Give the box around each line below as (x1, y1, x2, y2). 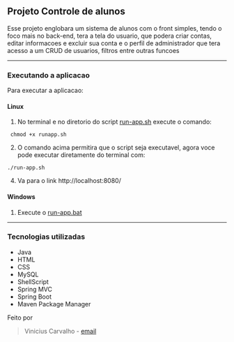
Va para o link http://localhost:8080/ (17, 177, 122, 185)
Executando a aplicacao (7, 70, 91, 80)
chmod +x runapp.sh (10, 131, 68, 138)
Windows (7, 192, 36, 201)
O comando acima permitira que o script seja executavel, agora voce (17, 143, 215, 152)
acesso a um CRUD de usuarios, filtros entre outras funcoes (7, 46, 180, 54)
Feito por (7, 313, 33, 322)
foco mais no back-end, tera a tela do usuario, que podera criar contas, (7, 31, 212, 40)
